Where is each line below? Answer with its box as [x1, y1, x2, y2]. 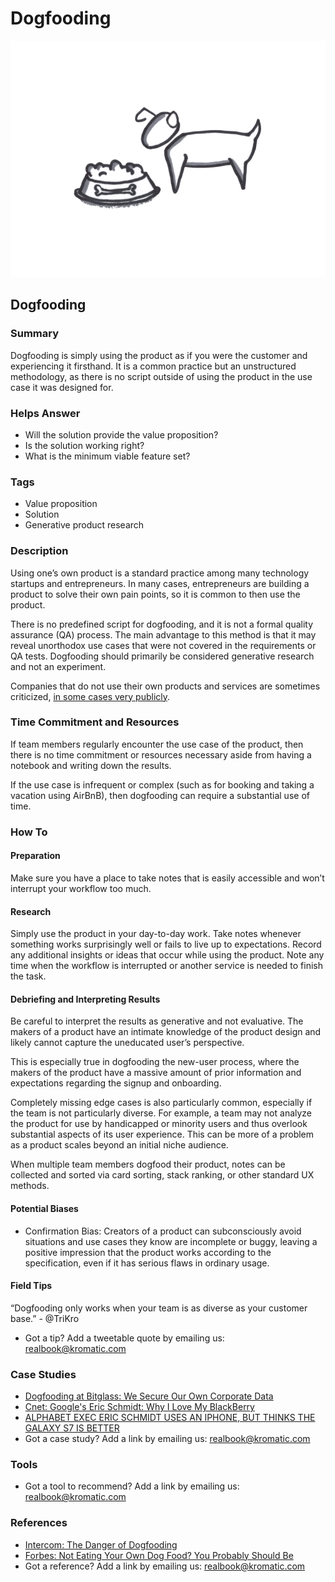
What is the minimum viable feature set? [24, 450, 191, 462]
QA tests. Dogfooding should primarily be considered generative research [10, 650, 315, 662]
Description [10, 544, 69, 558]
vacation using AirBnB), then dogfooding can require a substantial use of [10, 789, 310, 801]
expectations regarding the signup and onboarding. [10, 1077, 222, 1089]
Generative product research [24, 519, 145, 531]
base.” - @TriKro [10, 1312, 80, 1324]
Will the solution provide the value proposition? [24, 428, 219, 441]
